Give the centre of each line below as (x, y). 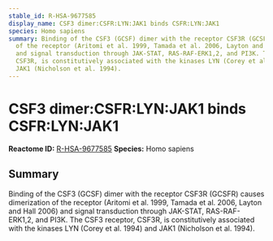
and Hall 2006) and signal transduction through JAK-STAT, (106, 211)
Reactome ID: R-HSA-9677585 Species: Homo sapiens (102, 148)
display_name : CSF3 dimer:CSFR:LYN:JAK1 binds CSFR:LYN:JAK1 (114, 24)
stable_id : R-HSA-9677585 (52, 16)
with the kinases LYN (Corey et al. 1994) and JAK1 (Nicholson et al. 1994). (132, 228)
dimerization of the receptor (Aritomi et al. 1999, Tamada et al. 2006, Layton (135, 202)
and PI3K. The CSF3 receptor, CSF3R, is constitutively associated (145, 219)
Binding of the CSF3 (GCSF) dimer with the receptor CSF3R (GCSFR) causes (136, 194)
